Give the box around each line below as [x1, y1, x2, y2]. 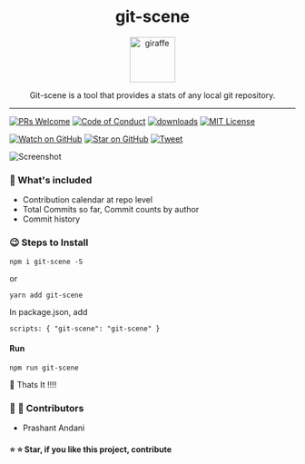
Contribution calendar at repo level [22, 194, 152, 205]
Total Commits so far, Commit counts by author [22, 204, 200, 215]
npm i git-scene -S [9, 257, 84, 266]
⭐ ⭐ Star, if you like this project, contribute [9, 443, 172, 455]
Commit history [22, 213, 81, 224]
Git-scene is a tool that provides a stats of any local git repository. [29, 89, 276, 101]
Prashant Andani [22, 422, 85, 433]
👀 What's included [9, 173, 93, 186]
